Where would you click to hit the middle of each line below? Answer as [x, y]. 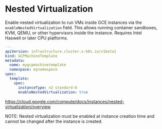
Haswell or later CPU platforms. [36, 38]
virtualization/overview [28, 107]
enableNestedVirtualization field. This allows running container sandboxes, [81, 27]
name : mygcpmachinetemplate [38, 65]
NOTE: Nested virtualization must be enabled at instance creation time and [80, 116]
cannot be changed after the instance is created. [54, 121]
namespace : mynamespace [33, 70]
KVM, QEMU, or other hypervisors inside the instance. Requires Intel [73, 33]
